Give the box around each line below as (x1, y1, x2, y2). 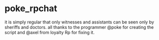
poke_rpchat (4, 3, 57, 14)
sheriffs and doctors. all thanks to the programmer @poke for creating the (4, 24, 154, 30)
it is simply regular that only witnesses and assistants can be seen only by (4, 19, 154, 25)
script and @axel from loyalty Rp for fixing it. (4, 29, 95, 35)
